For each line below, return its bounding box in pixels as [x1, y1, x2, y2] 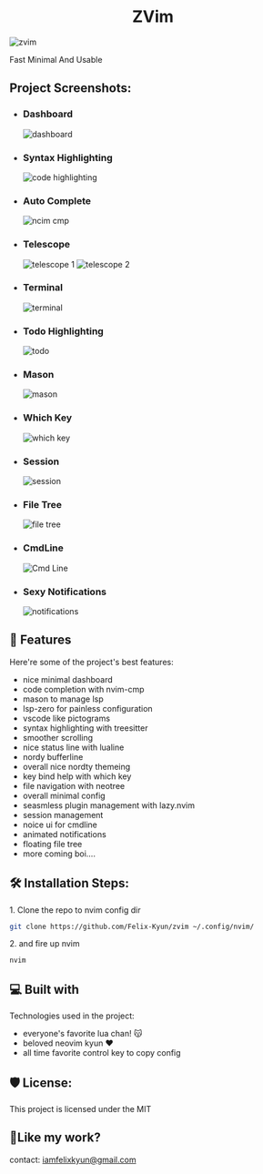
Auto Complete [22, 194, 92, 207]
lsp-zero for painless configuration [22, 703, 153, 714]
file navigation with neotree [22, 780, 126, 791]
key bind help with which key [22, 771, 132, 782]
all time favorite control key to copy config [22, 1047, 181, 1058]
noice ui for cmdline [22, 819, 97, 830]
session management [22, 809, 104, 820]
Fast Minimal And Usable [9, 54, 103, 65]
